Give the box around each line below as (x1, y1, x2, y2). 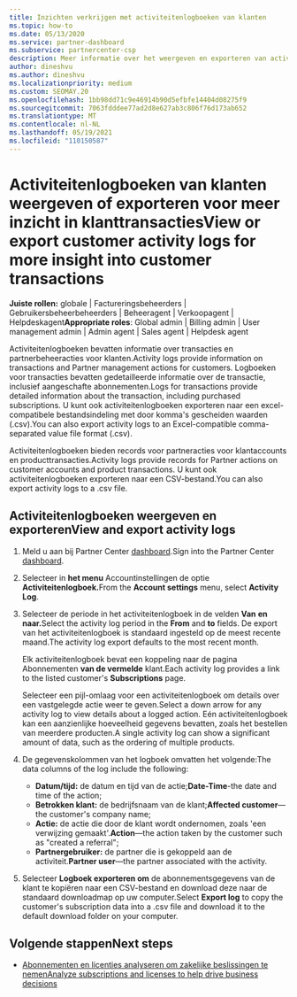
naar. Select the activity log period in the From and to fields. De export (21, 617, 278, 629)
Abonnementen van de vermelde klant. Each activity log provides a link (21, 663, 280, 674)
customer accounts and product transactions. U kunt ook (9, 464, 217, 475)
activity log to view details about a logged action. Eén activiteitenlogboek (21, 708, 288, 719)
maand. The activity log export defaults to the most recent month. (21, 637, 259, 647)
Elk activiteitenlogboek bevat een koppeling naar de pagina (21, 653, 238, 664)
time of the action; (34, 790, 103, 800)
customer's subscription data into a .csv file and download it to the (21, 900, 265, 912)
